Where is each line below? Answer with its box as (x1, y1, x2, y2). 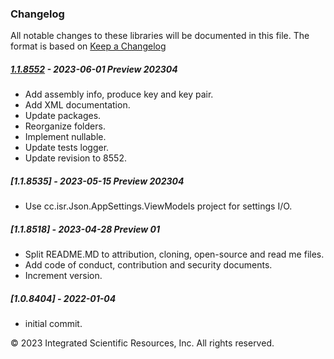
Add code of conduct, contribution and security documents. (24, 259, 273, 271)
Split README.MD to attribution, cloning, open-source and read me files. (24, 248, 325, 261)
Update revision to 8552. (24, 152, 127, 164)
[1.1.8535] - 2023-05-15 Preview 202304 (10, 175, 185, 187)
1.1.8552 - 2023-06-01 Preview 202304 (10, 63, 178, 75)
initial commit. (24, 318, 83, 330)
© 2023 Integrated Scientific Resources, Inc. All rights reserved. (10, 337, 275, 349)
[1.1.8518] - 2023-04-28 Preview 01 (10, 223, 160, 235)
